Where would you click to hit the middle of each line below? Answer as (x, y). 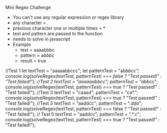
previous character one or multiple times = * (59, 28)
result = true (33, 61)
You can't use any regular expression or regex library (68, 17)
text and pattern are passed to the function (58, 34)
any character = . (31, 23)
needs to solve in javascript (41, 39)
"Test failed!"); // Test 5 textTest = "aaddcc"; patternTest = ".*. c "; (73, 114)
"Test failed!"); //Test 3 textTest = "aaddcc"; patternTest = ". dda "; (74, 103)
